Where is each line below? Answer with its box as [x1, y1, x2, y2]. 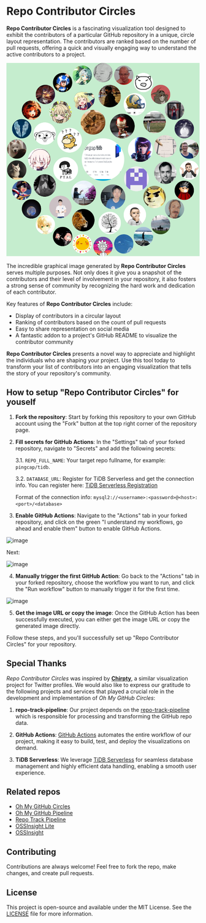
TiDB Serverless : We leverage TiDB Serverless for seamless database [15, 756, 193, 763]
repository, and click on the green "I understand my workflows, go [15, 518, 183, 526]
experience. [15, 768, 46, 776]
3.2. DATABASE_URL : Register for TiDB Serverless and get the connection [15, 475, 194, 482]
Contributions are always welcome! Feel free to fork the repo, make [6, 863, 177, 870]
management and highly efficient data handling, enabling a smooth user [15, 762, 197, 770]
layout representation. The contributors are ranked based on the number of [6, 37, 196, 45]
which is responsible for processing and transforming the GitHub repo [15, 713, 192, 720]
